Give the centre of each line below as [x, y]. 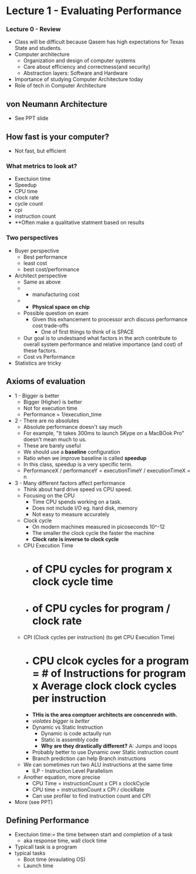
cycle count [29, 204]
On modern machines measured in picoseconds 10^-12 [99, 526]
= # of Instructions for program [109, 673]
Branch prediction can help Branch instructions [89, 758]
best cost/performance [51, 269]
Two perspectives [32, 238]
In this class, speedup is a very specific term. [78, 464]
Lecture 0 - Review [33, 29]
